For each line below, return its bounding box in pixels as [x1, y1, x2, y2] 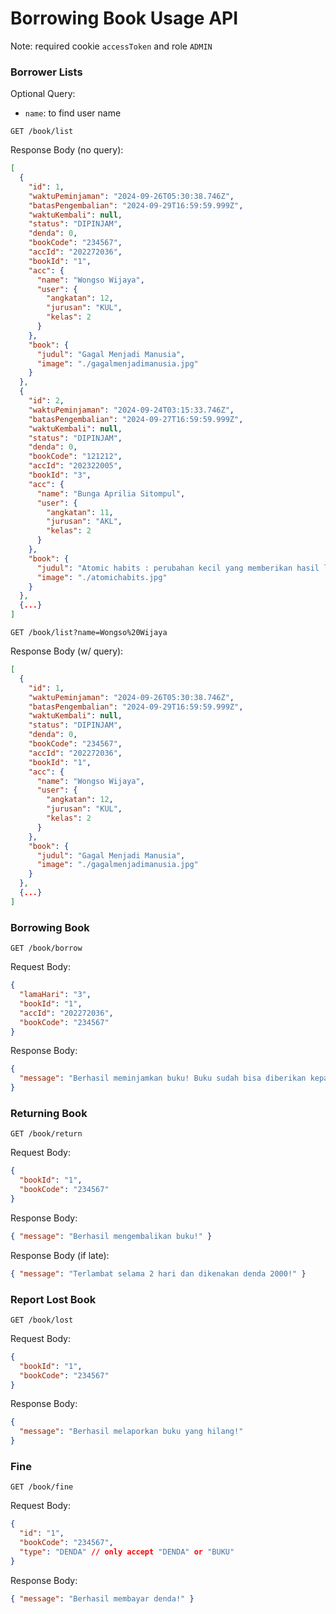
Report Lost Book [10, 1292, 97, 1306]
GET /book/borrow [10, 943, 83, 954]
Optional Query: [10, 88, 76, 100]
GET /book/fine [10, 1482, 74, 1492]
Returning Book [10, 1106, 88, 1120]
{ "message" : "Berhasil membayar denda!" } [10, 1593, 195, 1604]
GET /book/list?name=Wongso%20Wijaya [10, 628, 168, 638]
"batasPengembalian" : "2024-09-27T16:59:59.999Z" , [28, 414, 244, 424]
